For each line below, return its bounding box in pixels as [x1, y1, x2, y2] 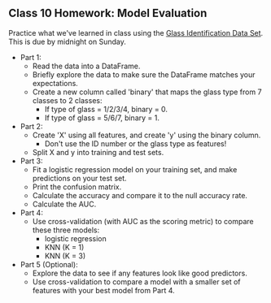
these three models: [32, 225, 100, 235]
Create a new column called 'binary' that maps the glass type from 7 [32, 87, 262, 97]
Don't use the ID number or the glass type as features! [44, 138, 227, 149]
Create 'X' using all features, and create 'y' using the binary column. [32, 130, 261, 140]
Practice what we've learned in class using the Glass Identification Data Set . [8, 28, 264, 37]
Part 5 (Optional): [20, 259, 79, 269]
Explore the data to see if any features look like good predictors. [32, 268, 248, 278]
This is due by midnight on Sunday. [8, 37, 126, 46]
